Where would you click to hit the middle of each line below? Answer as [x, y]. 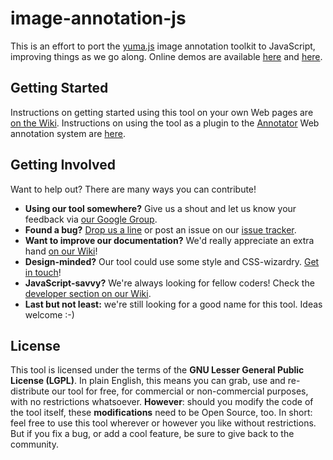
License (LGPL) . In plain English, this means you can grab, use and [148, 381]
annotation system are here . [68, 133]
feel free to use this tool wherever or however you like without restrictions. [163, 423]
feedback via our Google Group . [91, 219]
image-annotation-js [98, 18]
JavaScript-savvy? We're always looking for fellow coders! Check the [169, 283]
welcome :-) [49, 314]
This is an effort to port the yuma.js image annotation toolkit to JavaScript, [163, 46]
